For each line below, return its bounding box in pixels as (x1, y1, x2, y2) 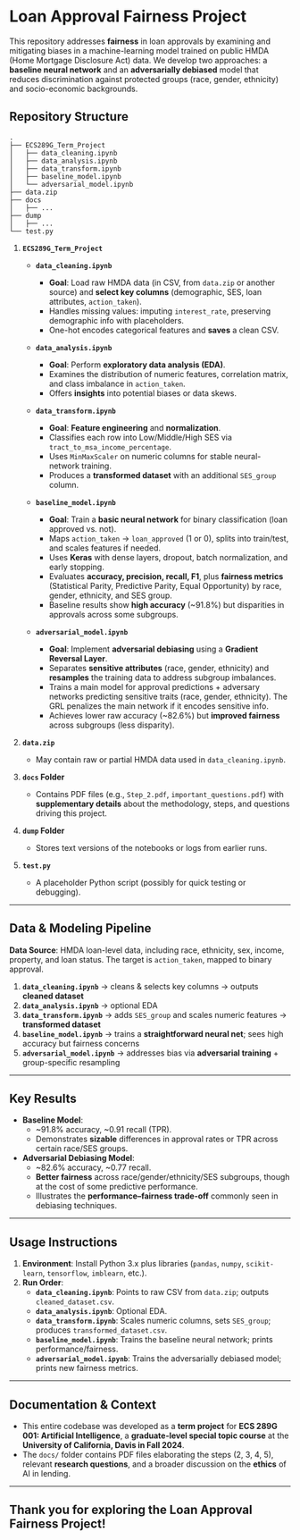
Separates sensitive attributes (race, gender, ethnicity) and (48, 662, 270, 673)
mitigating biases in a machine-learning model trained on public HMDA (9, 45, 270, 55)
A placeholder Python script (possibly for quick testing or (35, 877, 246, 888)
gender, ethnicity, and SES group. (48, 590, 172, 601)
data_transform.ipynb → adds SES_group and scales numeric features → (21, 1009, 287, 1020)
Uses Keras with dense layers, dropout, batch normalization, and (48, 551, 288, 562)
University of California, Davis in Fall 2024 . (21, 1440, 185, 1450)
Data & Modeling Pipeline (9, 921, 152, 936)
